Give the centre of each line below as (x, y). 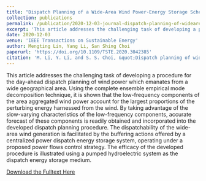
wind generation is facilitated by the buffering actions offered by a (102, 134)
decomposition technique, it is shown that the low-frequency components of (103, 94)
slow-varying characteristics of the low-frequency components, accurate (99, 114)
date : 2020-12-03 (29, 35)
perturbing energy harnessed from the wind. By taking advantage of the (97, 107)
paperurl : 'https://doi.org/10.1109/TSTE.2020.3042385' (79, 52)
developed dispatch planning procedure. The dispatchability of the (90, 127)
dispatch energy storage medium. (49, 160)
